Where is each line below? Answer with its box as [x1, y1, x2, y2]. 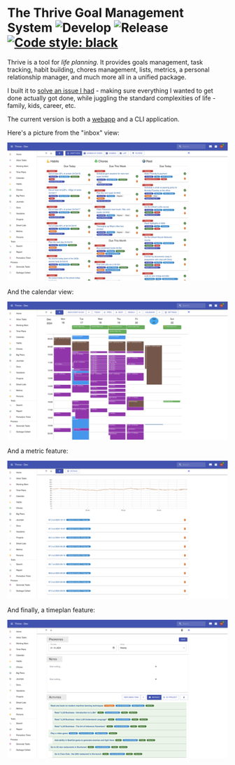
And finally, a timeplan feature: [7, 605, 96, 614]
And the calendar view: [7, 287, 74, 296]
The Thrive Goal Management [7, 5, 184, 21]
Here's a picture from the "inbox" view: [7, 128, 120, 137]
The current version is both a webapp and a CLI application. [7, 114, 180, 123]
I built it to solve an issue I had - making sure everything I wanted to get [7, 86, 213, 95]
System [7, 20, 53, 36]
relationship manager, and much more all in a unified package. [7, 72, 187, 81]
